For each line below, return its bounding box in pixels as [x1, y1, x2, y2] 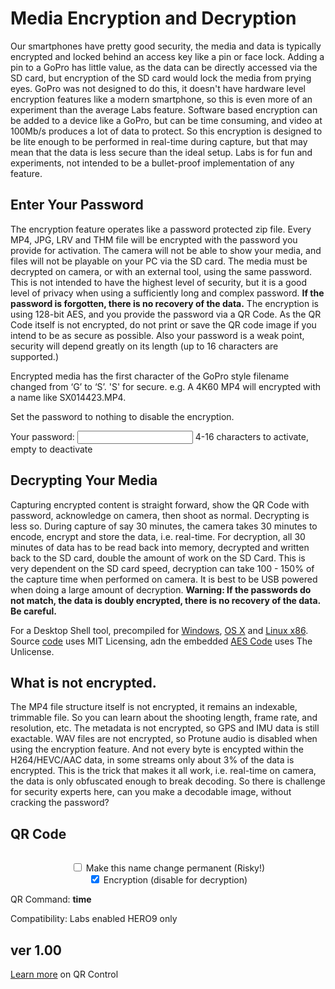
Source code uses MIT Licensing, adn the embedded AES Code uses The [10, 635, 313, 647]
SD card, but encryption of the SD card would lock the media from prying [10, 72, 312, 84]
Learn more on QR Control [10, 968, 119, 980]
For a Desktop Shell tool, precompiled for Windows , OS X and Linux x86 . [10, 624, 309, 636]
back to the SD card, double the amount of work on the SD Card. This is [10, 552, 306, 564]
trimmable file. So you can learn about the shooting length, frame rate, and [10, 712, 318, 724]
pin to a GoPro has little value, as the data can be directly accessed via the [10, 61, 318, 73]
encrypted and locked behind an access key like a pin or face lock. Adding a [10, 50, 325, 62]
